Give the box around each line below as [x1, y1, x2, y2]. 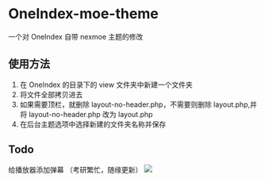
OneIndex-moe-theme [8, 5, 159, 23]
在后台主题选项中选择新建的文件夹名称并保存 [19, 119, 167, 129]
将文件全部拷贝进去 [19, 89, 83, 99]
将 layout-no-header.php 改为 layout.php [19, 109, 153, 119]
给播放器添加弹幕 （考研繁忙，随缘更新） [8, 165, 143, 174]
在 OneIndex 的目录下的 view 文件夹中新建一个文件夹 [19, 80, 193, 89]
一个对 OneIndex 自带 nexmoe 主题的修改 [8, 32, 144, 41]
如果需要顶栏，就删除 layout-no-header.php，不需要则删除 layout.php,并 [19, 100, 258, 109]
